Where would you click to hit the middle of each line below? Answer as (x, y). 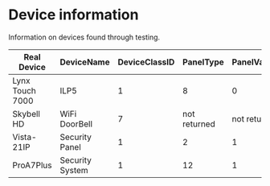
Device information (74, 15)
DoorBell (76, 124)
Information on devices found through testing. (84, 37)
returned (198, 124)
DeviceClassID (146, 62)
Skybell (26, 114)
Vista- (25, 137)
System (74, 170)
